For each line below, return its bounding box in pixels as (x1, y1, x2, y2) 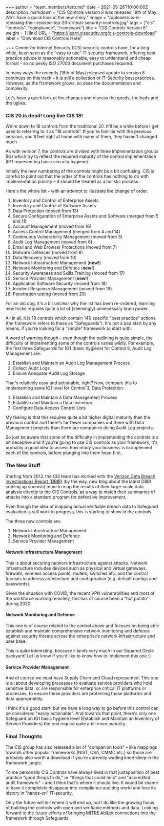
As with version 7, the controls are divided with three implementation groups (5, 149, 159, 154)
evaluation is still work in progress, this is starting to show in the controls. (5, 508, 153, 515)
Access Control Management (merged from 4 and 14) (12, 229, 121, 235)
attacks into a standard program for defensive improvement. (5, 494, 126, 500)
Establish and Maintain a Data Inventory (12, 400, 93, 406)
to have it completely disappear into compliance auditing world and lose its (5, 784, 156, 791)
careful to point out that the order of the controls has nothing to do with (5, 174, 149, 179)
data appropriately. (5, 696, 43, 702)
